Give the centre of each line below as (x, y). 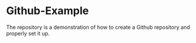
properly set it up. (28, 33)
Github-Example (48, 11)
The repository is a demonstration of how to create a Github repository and (98, 27)
